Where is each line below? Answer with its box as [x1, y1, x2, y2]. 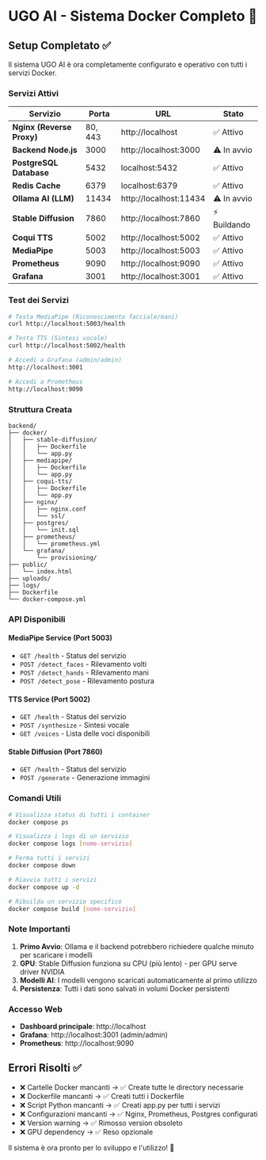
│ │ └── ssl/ [8, 511, 66, 520]
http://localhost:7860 [120, 212, 200, 224]
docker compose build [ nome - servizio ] [8, 905, 136, 913]
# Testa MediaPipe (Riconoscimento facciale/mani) [8, 312, 179, 320]
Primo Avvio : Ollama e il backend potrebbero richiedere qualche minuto [19, 941, 255, 951]
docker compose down [8, 862, 77, 870]
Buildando [212, 220, 251, 231]
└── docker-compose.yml [8, 595, 87, 603]
